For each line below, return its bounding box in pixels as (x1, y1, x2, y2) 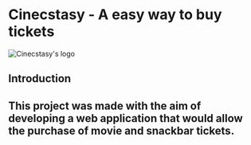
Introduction (8, 72, 72, 85)
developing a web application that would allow (8, 112, 243, 125)
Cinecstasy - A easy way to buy (8, 6, 222, 24)
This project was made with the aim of (8, 99, 202, 112)
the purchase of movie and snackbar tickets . (8, 123, 235, 137)
